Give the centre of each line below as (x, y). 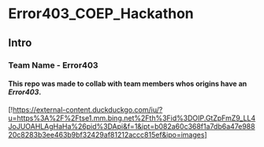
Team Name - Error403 (53, 65)
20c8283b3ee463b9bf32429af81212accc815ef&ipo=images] (108, 134)
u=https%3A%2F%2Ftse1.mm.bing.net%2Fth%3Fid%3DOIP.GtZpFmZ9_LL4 (132, 118)
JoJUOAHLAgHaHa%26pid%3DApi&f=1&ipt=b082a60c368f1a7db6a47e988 (132, 126)
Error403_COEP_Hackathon (101, 14)
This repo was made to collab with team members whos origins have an (128, 84)
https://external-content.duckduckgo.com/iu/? (88, 109)
